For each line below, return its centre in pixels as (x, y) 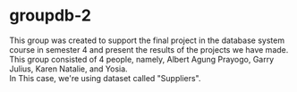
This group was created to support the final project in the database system (147, 40)
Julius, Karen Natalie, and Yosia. (68, 69)
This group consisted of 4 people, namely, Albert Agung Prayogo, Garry (142, 59)
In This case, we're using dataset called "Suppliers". (105, 78)
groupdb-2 (51, 16)
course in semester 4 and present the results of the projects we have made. (149, 49)
